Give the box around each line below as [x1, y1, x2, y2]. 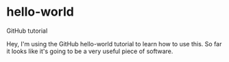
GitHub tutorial [6, 27, 48, 35]
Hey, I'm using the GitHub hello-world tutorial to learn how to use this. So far [6, 40, 222, 48]
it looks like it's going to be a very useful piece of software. [6, 47, 173, 55]
